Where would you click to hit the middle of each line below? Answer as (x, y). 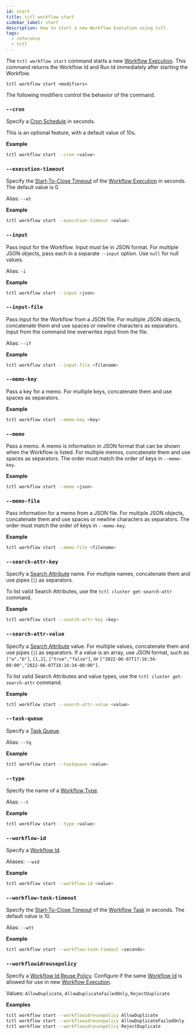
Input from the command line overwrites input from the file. (77, 332)
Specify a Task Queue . (33, 730)
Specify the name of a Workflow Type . (52, 790)
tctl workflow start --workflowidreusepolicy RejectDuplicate (83, 1027)
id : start (18, 11)
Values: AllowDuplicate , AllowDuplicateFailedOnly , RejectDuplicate (88, 993)
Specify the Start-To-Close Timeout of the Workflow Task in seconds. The (95, 910)
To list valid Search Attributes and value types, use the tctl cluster (88, 676)
